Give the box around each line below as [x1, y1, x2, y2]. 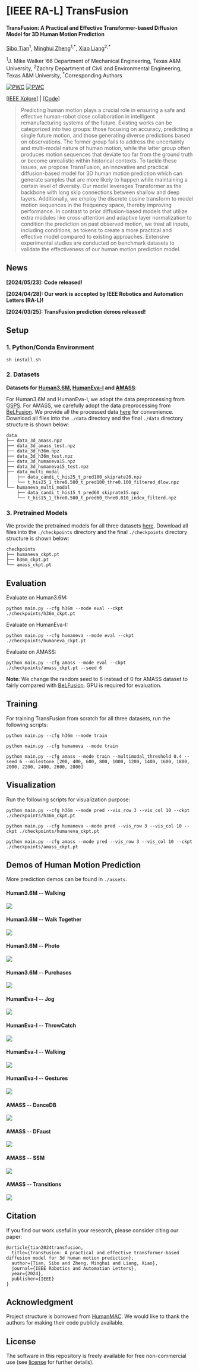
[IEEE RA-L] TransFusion [6, 4, 129, 18]
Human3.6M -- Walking [6, 889, 65, 897]
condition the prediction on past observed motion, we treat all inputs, [20, 220, 190, 227]
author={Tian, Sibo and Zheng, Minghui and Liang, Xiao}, [11, 1260, 159, 1266]
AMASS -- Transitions [6, 1181, 62, 1188]
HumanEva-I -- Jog [6, 995, 55, 1003]
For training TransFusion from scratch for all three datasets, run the [6, 714, 170, 722]
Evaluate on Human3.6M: [6, 594, 68, 601]
